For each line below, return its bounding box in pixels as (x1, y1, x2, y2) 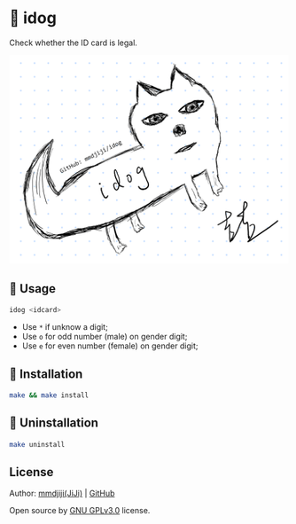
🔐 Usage (9, 281, 56, 296)
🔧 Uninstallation (9, 416, 99, 431)
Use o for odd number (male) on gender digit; (21, 332, 188, 342)
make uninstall (9, 440, 66, 449)
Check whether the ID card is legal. (9, 37, 137, 48)
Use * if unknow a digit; (21, 322, 108, 332)
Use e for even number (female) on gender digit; (21, 340, 199, 351)
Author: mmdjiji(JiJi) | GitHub (9, 488, 115, 499)
